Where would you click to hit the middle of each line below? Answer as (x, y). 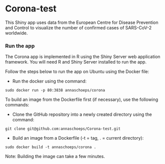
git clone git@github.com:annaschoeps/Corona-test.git (63, 129)
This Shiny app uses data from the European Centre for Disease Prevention (82, 22)
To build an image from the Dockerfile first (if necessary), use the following (82, 99)
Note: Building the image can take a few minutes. (55, 157)
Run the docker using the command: (49, 81)
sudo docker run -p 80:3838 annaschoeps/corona (55, 90)
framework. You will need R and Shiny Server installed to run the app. (76, 62)
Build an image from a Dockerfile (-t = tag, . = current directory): (78, 138)
